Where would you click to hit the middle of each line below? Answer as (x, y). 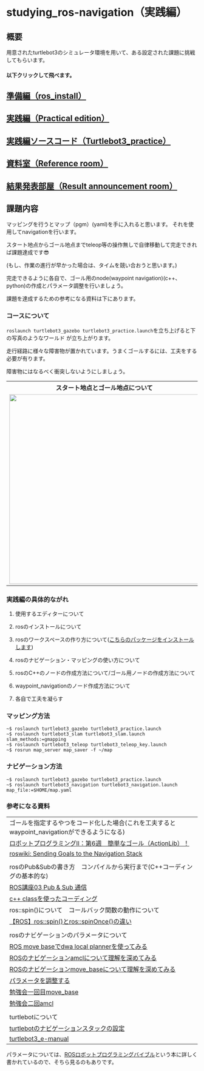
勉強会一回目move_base (44, 992)
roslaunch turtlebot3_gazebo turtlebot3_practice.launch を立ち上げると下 (101, 330)
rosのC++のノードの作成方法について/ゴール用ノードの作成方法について (105, 673)
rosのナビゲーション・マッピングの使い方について (77, 660)
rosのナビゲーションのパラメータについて (68, 935)
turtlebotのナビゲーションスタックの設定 (67, 1028)
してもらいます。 (27, 60)
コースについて (28, 316)
